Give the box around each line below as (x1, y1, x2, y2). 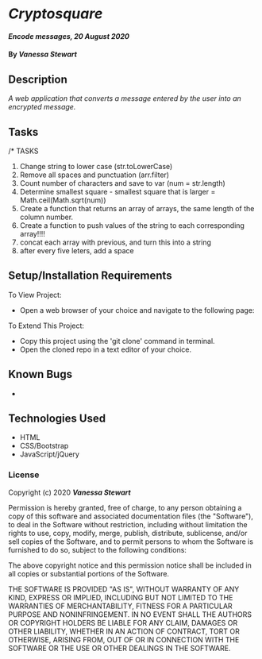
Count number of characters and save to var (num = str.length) (19, 179, 226, 187)
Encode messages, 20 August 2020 (8, 31, 129, 40)
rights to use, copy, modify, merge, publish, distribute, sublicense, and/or (8, 528, 248, 538)
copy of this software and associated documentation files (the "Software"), (8, 511, 254, 521)
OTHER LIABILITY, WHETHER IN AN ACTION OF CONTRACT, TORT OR (8, 626, 240, 636)
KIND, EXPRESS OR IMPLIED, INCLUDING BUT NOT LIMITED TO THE (8, 592, 233, 602)
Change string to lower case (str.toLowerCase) (19, 162, 173, 171)
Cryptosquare (8, 5, 103, 23)
